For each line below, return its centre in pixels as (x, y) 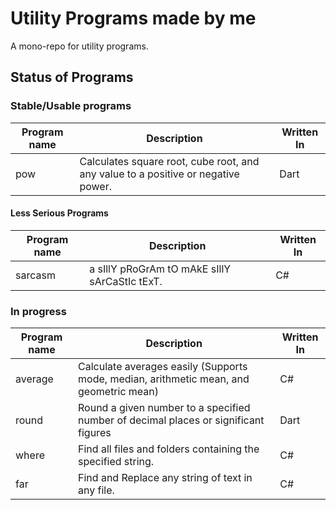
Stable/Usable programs (71, 106)
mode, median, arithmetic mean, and (164, 379)
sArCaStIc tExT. (126, 281)
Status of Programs (72, 77)
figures (95, 433)
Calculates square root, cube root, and (169, 161)
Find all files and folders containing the (169, 449)
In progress (38, 311)
